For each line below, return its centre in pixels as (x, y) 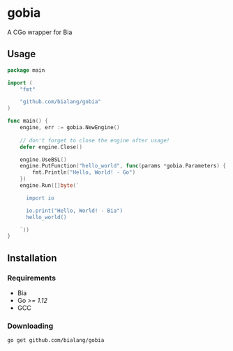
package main (26, 70)
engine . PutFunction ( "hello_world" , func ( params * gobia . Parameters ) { (123, 166)
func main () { (28, 121)
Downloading (30, 326)
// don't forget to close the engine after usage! (95, 140)
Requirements (32, 278)
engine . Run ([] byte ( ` (50, 186)
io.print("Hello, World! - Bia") (74, 211)
